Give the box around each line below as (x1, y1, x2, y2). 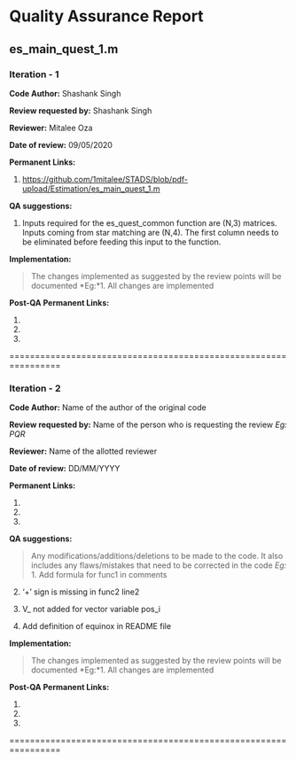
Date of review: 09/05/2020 (9, 139, 113, 150)
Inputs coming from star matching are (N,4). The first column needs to (21, 227, 279, 237)
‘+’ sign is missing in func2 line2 (21, 586, 140, 597)
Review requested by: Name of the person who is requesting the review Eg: (9, 419, 288, 431)
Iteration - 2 (9, 382, 61, 394)
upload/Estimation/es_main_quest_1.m (21, 183, 161, 194)
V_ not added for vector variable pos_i (21, 604, 161, 615)
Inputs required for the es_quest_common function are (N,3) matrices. (21, 217, 277, 228)
